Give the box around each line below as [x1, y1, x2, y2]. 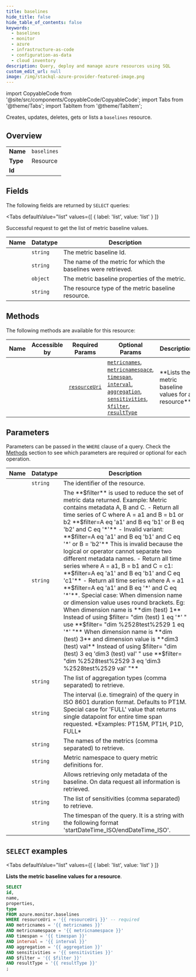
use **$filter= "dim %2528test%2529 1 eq [63, 621, 185, 629]
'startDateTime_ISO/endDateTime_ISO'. [63, 826, 171, 834]
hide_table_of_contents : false [6, 19, 82, 25]
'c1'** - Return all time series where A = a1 [63, 577, 185, 585]
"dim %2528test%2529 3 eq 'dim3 [63, 657, 161, 665]
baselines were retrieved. [63, 265, 133, 273]
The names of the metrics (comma [63, 737, 158, 745]
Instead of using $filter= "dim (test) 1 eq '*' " [63, 613, 187, 621]
